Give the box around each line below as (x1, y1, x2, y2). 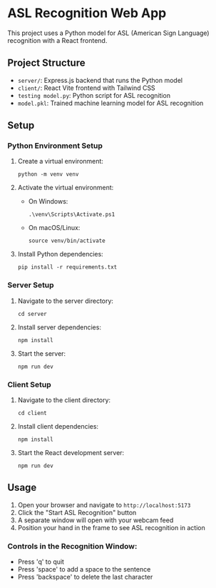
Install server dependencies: (17, 323, 102, 332)
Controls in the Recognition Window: (7, 541, 138, 551)
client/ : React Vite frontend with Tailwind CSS (17, 84, 155, 92)
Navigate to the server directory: (17, 297, 114, 305)
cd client (17, 409, 48, 417)
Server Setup (7, 280, 55, 290)
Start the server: (17, 349, 66, 358)
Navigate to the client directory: (17, 396, 111, 404)
